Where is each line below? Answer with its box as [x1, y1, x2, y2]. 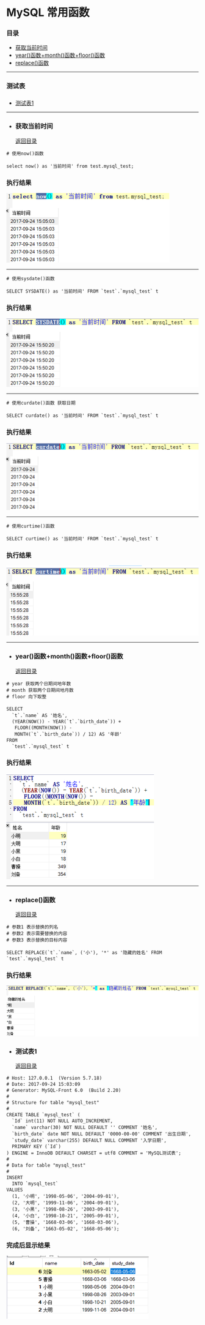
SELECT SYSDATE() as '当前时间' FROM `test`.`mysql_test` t [6, 288, 159, 294]
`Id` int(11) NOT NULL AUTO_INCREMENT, [12, 1118, 113, 1124]
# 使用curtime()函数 [6, 523, 55, 529]
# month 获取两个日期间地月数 [6, 687, 74, 693]
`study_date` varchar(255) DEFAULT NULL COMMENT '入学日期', [12, 1138, 167, 1144]
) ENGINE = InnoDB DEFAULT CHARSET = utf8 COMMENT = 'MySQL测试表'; [6, 1150, 182, 1157]
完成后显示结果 [6, 1241, 51, 1250]
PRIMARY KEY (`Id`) [12, 1144, 62, 1150]
